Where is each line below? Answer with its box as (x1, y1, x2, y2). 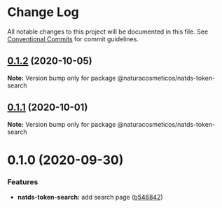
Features (7, 176, 39, 186)
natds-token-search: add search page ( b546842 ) (17, 193, 163, 202)
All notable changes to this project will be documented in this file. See (7, 27, 209, 36)
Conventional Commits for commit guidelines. (7, 34, 139, 43)
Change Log (7, 4, 79, 20)
